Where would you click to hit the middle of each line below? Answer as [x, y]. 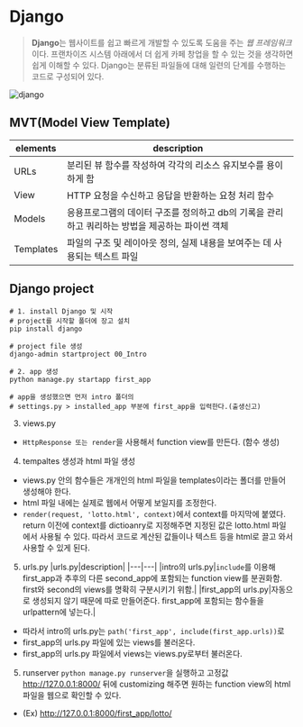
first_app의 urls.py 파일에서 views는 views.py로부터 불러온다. [133, 653]
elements [36, 148]
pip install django [46, 329]
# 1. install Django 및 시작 [61, 311]
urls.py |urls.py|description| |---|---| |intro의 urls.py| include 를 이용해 [149, 567]
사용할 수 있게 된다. [56, 548]
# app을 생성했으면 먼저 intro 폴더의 [72, 397]
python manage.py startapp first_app [80, 379]
